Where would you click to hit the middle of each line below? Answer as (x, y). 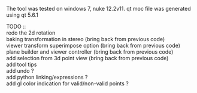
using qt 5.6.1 (22, 15)
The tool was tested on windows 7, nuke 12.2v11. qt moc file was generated (99, 9)
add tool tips (22, 64)
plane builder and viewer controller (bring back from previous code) (90, 52)
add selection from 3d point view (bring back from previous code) (87, 58)
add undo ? (20, 71)
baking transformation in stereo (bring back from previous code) (86, 39)
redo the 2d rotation (31, 33)
